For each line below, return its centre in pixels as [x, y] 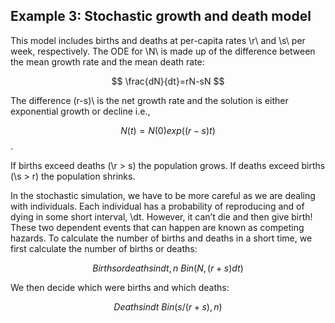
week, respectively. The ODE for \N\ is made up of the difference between [163, 51]
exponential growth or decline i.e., [80, 111]
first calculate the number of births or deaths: [104, 248]
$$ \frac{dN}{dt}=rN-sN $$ [168, 81]
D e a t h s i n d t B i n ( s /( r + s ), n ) [168, 306]
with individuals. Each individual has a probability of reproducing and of [157, 206]
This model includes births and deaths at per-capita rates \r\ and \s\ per [158, 40]
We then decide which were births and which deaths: [120, 287]
